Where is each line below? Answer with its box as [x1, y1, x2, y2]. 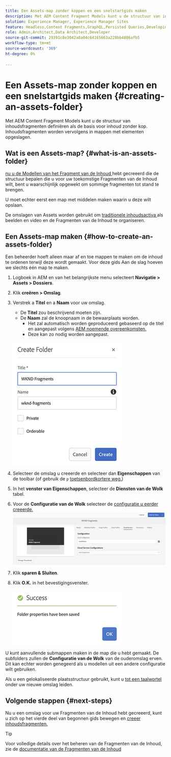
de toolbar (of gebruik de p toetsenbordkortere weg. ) [12, 476, 124, 482]
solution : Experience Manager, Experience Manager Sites [5, 19, 129, 24]
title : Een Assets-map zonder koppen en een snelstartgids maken [5, 8, 147, 13]
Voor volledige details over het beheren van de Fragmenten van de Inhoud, [5, 740, 162, 746]
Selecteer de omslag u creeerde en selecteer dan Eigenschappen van [12, 470, 160, 477]
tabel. [12, 491, 25, 497]
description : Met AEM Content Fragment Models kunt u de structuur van [5, 13, 160, 19]
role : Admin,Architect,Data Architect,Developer [5, 30, 110, 35]
